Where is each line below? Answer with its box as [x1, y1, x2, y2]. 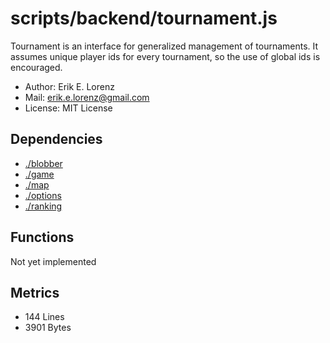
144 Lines [24, 311, 65, 323]
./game [24, 168, 55, 180]
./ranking [24, 200, 63, 212]
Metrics [10, 284, 60, 301]
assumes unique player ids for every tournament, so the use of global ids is [10, 50, 321, 62]
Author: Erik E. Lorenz [24, 80, 115, 92]
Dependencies [10, 131, 103, 148]
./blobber [24, 157, 63, 169]
